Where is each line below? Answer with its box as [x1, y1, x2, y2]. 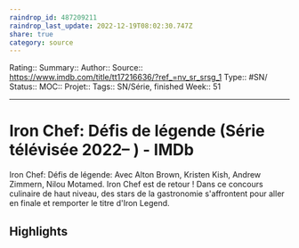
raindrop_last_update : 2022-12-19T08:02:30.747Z [9, 21, 193, 30]
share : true [9, 29, 53, 38]
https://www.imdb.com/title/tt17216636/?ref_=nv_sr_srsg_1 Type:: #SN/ [9, 72, 268, 83]
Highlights [9, 224, 69, 239]
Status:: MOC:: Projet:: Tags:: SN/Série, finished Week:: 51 [9, 81, 222, 92]
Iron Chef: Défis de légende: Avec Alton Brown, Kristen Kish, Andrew [9, 169, 262, 180]
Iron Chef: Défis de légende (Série [9, 121, 265, 141]
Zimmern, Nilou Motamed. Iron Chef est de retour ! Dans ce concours [9, 179, 264, 190]
